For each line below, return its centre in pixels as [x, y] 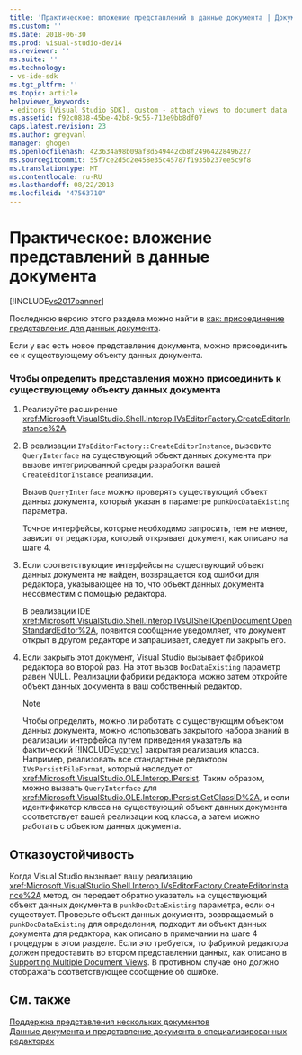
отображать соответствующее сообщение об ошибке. [114, 972]
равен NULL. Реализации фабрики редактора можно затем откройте [155, 677]
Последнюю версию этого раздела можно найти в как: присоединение [147, 318]
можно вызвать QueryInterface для [89, 788]
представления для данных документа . [85, 328]
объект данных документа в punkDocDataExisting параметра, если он [142, 905]
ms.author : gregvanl [48, 135]
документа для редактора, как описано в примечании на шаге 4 [133, 933]
